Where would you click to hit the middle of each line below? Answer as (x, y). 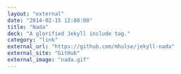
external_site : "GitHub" (44, 54)
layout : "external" (36, 14)
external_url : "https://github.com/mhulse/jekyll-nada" (91, 47)
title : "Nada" (28, 27)
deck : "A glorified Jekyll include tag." (69, 33)
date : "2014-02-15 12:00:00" (50, 20)
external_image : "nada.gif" (49, 60)
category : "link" (33, 40)
